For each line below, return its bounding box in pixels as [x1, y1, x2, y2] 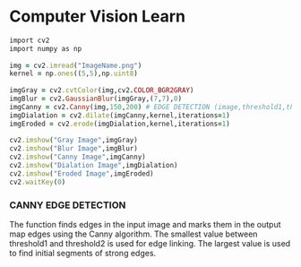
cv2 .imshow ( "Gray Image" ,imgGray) [9, 136, 139, 145]
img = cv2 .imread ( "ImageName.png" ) [9, 61, 142, 70]
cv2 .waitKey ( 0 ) [9, 177, 66, 186]
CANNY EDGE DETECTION [9, 199, 126, 211]
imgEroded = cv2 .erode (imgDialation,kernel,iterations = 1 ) [9, 119, 230, 128]
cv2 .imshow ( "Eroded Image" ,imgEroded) [9, 168, 154, 178]
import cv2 [9, 36, 50, 45]
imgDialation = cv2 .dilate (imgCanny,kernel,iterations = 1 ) [9, 110, 230, 120]
